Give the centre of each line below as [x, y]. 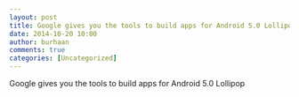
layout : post [33, 17]
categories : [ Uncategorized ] [63, 58]
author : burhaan [39, 42]
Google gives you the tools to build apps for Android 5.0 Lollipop [127, 83]
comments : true [37, 50]
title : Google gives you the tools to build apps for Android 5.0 [135, 26]
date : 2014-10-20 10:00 [53, 34]
